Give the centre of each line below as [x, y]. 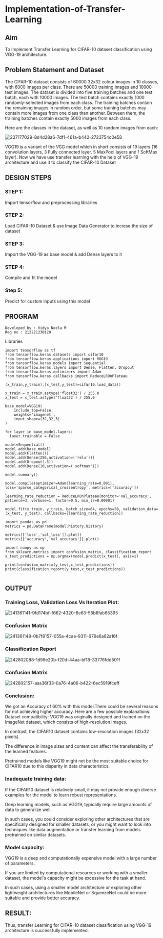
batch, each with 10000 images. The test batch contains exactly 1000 [75, 97]
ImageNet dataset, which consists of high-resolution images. [66, 722]
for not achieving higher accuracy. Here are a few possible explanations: [78, 711]
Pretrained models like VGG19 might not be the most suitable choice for [77, 761]
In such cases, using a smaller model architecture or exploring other [73, 887]
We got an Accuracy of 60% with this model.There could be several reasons [82, 707]
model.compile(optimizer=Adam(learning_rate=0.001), [60, 483]
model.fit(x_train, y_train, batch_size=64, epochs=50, [63, 509]
